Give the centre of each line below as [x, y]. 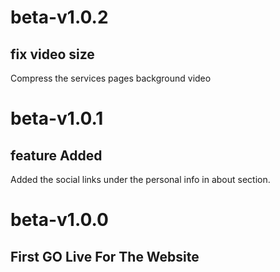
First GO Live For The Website [105, 256]
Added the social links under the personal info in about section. [140, 179]
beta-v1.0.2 [59, 17]
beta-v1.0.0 [59, 220]
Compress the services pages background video [111, 78]
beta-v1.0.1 [57, 118]
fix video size [52, 54]
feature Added [56, 155]
